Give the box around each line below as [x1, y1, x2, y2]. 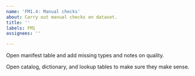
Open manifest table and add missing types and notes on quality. [6, 52, 164, 59]
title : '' [6, 19, 31, 25]
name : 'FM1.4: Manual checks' [6, 8, 81, 15]
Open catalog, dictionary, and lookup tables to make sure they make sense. [6, 63, 190, 71]
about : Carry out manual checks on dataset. [6, 14, 118, 20]
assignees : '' [6, 31, 41, 37]
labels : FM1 [6, 25, 35, 31]
